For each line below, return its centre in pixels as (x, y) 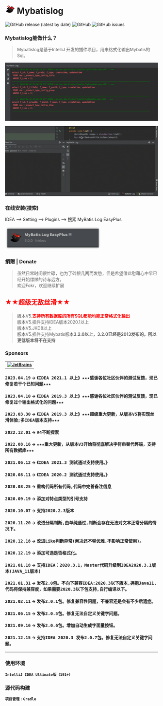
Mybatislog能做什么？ (31, 38)
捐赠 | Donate (21, 262)
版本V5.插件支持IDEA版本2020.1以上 (53, 322)
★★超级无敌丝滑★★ (38, 302)
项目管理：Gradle (21, 699)
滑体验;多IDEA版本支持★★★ (32, 420)
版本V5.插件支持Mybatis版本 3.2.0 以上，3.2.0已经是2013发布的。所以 (87, 334)
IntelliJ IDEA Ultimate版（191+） (39, 675)
